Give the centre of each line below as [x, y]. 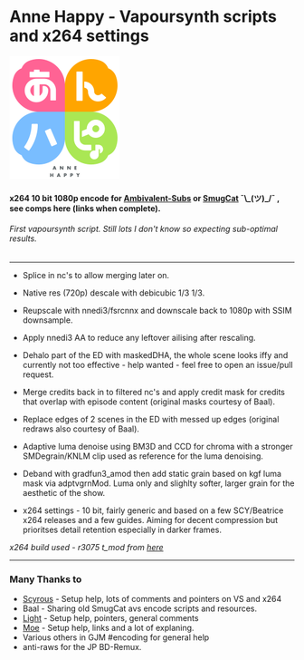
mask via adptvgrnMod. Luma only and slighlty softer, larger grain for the [158, 483]
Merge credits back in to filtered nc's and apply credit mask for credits [153, 392]
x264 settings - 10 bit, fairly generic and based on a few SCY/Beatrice [153, 510]
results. [24, 238]
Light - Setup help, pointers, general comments [110, 618]
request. [38, 374]
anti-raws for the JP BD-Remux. [82, 647]
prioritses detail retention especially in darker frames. [122, 529]
